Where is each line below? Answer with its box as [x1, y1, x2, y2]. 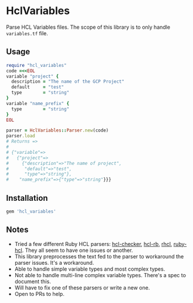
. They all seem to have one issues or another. [22, 247, 133, 254]
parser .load [6, 133, 35, 139]
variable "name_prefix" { [6, 100, 69, 106]
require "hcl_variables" [6, 62, 67, 68]
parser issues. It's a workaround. [14, 259, 94, 266]
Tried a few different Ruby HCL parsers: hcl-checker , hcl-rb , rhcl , [14, 240, 172, 247]
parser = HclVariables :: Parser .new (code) [6, 127, 109, 133]
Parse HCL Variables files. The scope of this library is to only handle [6, 23, 171, 31]
